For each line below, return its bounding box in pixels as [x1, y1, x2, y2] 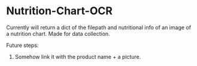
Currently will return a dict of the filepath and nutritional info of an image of [6, 24, 192, 31]
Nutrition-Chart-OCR [6, 4, 113, 18]
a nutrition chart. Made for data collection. [6, 30, 110, 37]
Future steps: [6, 42, 39, 49]
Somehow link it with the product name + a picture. [14, 53, 141, 60]
